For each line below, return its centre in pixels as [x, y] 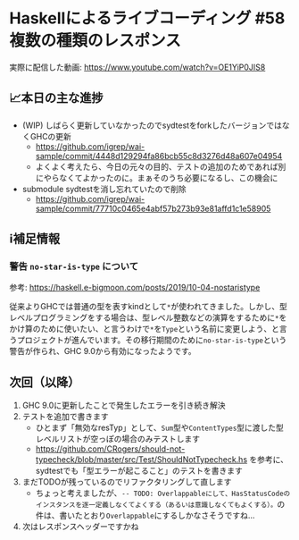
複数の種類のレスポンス [95, 41]
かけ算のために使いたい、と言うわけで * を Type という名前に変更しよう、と [144, 329]
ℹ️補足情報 [35, 239]
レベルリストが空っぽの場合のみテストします [118, 439]
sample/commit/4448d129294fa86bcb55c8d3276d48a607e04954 [159, 156]
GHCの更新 [50, 136]
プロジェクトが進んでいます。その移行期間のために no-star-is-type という [152, 340]
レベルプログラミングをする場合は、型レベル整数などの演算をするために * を [148, 317]
